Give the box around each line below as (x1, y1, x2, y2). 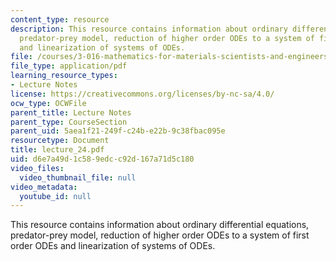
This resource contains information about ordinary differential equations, (10, 219, 310, 231)
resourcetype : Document (10, 136, 110, 146)
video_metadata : (10, 182, 78, 192)
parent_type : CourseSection (10, 117, 128, 127)
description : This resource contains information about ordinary (10, 24, 288, 34)
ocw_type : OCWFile (10, 98, 87, 108)
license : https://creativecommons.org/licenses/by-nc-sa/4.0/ (10, 89, 275, 99)
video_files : (10, 163, 65, 173)
